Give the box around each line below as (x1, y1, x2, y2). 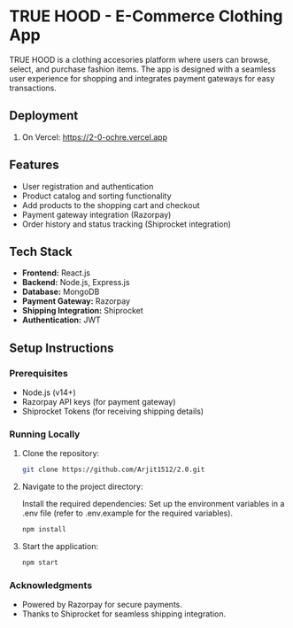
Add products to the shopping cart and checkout (21, 199, 200, 210)
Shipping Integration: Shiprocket (21, 306, 143, 316)
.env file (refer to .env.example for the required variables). (21, 508, 233, 519)
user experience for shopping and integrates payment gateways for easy (9, 73, 275, 83)
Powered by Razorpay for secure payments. (21, 600, 183, 610)
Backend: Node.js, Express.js (21, 277, 130, 288)
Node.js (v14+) (21, 387, 77, 398)
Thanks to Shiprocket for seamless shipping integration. (21, 609, 227, 619)
